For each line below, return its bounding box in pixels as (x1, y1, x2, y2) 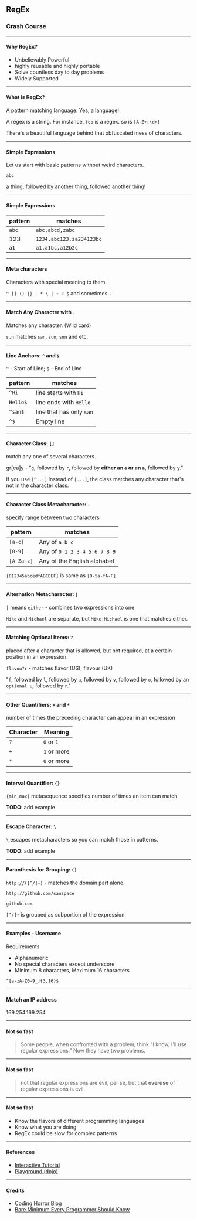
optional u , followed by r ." (6, 682, 72, 689)
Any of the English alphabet (39, 557, 115, 565)
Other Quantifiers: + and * (6, 701, 70, 708)
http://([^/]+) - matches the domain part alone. (6, 879, 125, 886)
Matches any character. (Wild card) (6, 322, 91, 329)
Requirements (6, 943, 40, 950)
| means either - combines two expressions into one (6, 604, 135, 611)
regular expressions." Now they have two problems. (20, 1047, 145, 1054)
